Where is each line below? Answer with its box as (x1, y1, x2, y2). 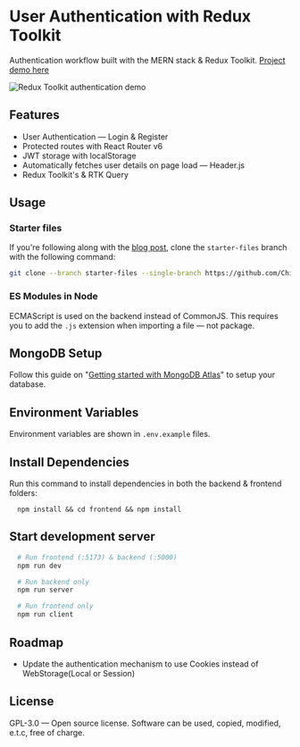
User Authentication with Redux (9, 6, 252, 27)
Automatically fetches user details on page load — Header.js (21, 159, 246, 171)
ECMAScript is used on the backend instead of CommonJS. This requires (9, 310, 279, 321)
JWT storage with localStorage (21, 150, 137, 161)
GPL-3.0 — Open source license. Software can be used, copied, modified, (9, 718, 281, 728)
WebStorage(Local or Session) (21, 667, 136, 678)
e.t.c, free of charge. (9, 726, 85, 738)
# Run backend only (17, 577, 90, 586)
